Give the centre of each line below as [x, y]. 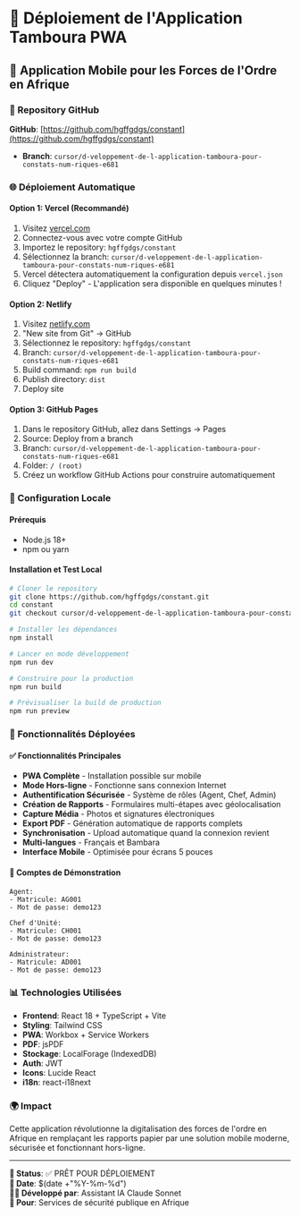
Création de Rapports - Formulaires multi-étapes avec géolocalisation [151, 804]
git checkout [33, 613]
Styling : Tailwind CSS [62, 1025]
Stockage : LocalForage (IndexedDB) [89, 1053]
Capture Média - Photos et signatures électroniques [118, 814]
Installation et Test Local [56, 570]
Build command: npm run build [79, 370]
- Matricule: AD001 [46, 962]
